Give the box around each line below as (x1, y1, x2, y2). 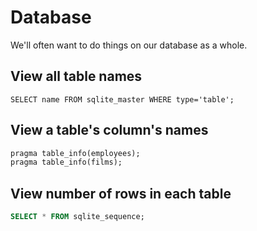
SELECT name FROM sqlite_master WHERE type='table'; (10, 94, 235, 105)
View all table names (10, 68, 143, 85)
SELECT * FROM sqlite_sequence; (10, 212, 145, 222)
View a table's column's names (10, 122, 209, 139)
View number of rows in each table (10, 185, 232, 202)
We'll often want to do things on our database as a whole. (10, 39, 248, 51)
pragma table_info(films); (10, 157, 123, 168)
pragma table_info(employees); (10, 148, 141, 158)
